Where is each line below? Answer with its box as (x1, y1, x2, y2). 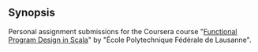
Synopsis (8, 6, 55, 19)
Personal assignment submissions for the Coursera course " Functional (8, 26, 238, 36)
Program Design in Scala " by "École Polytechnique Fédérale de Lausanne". (8, 35, 252, 44)
